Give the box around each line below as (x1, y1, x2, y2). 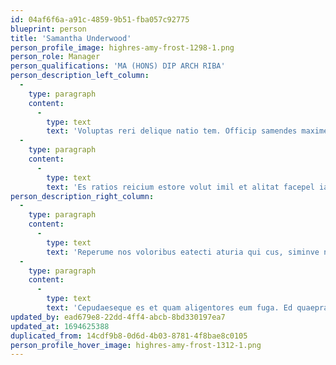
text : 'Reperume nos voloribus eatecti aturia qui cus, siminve (46, 247, 320, 257)
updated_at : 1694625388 (10, 321, 110, 331)
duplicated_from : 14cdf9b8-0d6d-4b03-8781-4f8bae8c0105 (10, 331, 248, 341)
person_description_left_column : (10, 71, 150, 81)
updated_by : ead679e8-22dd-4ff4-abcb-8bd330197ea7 (10, 312, 226, 322)
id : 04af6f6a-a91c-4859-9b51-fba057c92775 (10, 14, 190, 25)
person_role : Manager (10, 52, 101, 62)
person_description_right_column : (10, 191, 155, 201)
